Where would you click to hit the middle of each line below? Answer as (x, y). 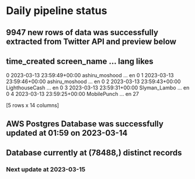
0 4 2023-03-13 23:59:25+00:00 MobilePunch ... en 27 (72, 94)
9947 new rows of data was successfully (82, 32)
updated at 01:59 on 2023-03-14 (67, 133)
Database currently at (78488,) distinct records (94, 153)
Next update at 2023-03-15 (46, 170)
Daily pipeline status (57, 11)
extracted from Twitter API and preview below (91, 41)
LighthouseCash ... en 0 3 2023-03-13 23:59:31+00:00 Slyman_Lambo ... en (98, 88)
